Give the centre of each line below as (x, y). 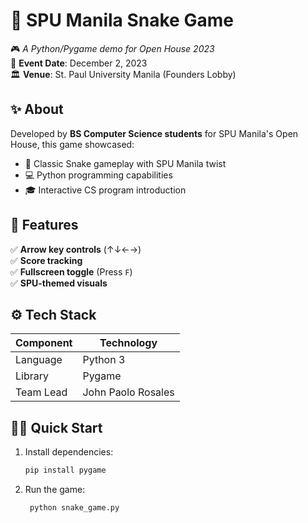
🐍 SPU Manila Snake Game (122, 20)
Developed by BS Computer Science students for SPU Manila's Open (154, 133)
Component (44, 343)
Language (39, 360)
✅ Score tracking (46, 260)
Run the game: (55, 490)
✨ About (37, 109)
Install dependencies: (69, 452)
